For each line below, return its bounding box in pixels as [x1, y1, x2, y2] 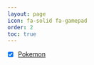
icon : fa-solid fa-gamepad [7, 17, 88, 24]
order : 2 [7, 24, 33, 31]
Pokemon [17, 50, 46, 59]
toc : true [7, 30, 37, 38]
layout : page [7, 10, 46, 18]
